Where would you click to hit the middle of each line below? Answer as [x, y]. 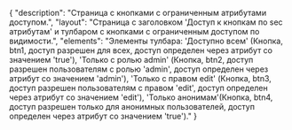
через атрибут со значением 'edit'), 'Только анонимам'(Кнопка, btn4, [141, 97]
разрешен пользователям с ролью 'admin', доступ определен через [139, 69]
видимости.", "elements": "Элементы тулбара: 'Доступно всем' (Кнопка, [146, 41]
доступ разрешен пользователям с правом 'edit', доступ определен [138, 88]
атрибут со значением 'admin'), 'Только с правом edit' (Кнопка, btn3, [141, 78]
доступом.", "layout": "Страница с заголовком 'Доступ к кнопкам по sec [146, 22]
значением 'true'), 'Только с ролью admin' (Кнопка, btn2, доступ [131, 60]
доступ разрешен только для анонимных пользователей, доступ [132, 107]
